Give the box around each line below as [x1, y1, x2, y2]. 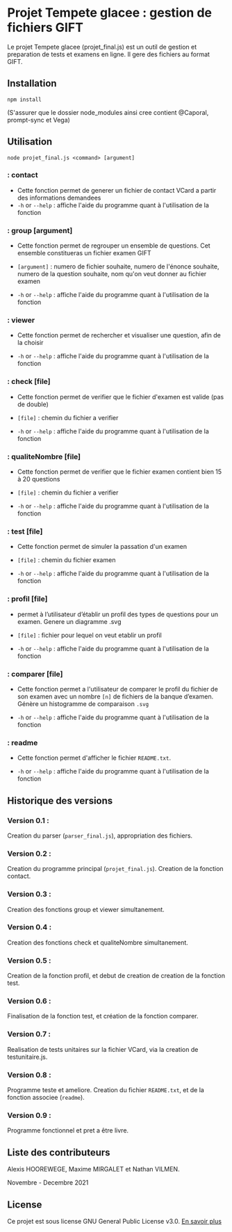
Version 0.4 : [7, 922, 52, 932]
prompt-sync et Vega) [7, 115, 71, 124]
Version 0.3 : [7, 889, 51, 899]
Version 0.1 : [7, 815, 50, 825]
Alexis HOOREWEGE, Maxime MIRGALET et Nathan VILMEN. [7, 1165, 180, 1174]
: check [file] [7, 377, 51, 387]
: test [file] [7, 527, 43, 536]
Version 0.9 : [7, 1110, 52, 1120]
